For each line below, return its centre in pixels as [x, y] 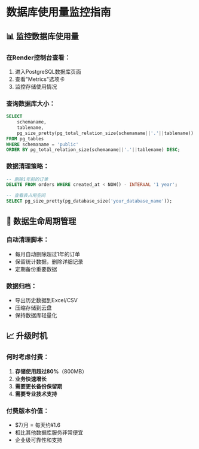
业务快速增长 [30, 379]
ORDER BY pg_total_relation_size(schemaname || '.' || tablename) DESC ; [93, 150]
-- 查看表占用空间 [26, 195]
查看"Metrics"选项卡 [40, 79]
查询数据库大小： [31, 104]
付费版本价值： [28, 411]
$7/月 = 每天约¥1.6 [38, 425]
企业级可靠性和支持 [39, 440]
